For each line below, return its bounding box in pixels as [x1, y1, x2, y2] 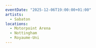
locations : [5, 21, 28, 26]
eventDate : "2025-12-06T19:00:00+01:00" [5, 7, 92, 12]
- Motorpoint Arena [10, 26, 51, 31]
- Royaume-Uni [10, 35, 39, 40]
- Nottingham [10, 30, 37, 35]
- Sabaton [10, 16, 30, 21]
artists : [5, 12, 24, 17]
